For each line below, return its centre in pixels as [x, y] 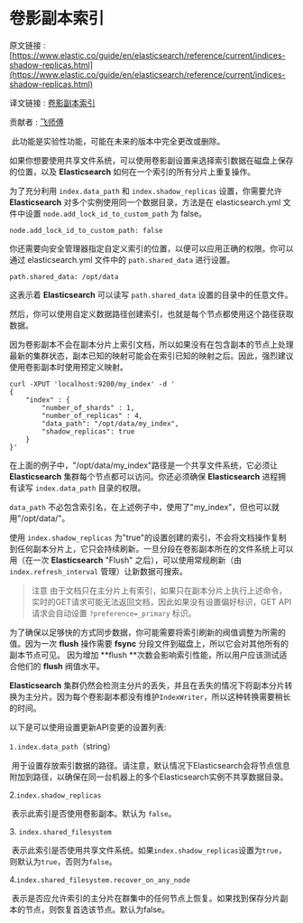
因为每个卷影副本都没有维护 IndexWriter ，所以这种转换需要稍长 [174, 696]
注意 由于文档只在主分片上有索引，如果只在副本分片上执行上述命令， [159, 590]
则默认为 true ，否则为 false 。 [63, 861]
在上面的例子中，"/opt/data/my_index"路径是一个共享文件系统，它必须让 [144, 465]
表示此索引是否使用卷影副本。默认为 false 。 [94, 813]
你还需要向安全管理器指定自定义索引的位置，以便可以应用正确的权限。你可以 [151, 248]
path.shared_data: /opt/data [64, 276]
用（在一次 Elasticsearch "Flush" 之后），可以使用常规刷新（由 [125, 560]
